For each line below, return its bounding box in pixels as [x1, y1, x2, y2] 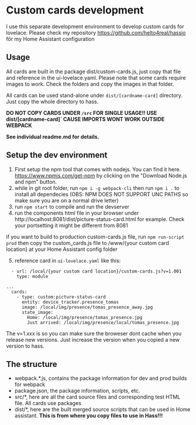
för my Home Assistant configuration [6, 35, 95, 42]
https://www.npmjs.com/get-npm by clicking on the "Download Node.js [14, 172, 187, 179]
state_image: [21, 309, 54, 315]
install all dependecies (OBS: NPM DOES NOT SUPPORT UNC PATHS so [14, 191, 188, 198]
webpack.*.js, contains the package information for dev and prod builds [14, 375, 187, 382]
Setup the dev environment [6, 150, 108, 160]
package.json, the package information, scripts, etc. [14, 387, 140, 395]
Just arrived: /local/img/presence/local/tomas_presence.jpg [27, 319, 180, 325]
